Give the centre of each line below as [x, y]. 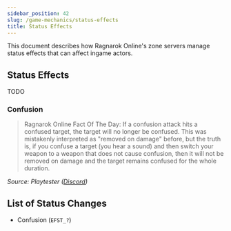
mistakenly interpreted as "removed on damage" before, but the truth [122, 139]
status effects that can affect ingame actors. [70, 53]
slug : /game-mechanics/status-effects [63, 20]
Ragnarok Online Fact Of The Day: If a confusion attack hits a [111, 124]
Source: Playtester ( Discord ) [48, 182]
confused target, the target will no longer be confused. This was [115, 132]
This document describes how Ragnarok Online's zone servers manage [109, 46]
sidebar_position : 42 [38, 13]
